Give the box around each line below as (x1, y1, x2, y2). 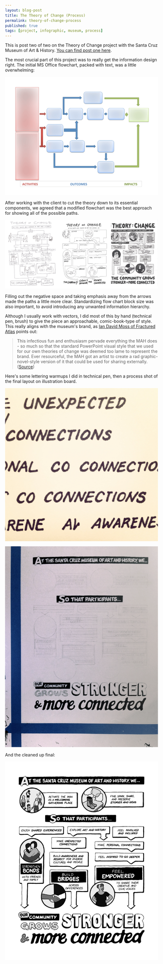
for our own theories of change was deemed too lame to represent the (16, 348, 158, 354)
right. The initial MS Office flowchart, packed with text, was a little (5, 62, 137, 68)
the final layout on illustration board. (5, 379, 77, 384)
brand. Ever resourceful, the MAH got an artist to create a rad (16, 354, 140, 360)
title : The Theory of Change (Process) (5, 13, 86, 18)
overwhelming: (5, 67, 35, 73)
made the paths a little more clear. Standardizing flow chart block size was (5, 299, 154, 305)
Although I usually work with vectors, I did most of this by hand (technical (5, 313, 152, 319)
